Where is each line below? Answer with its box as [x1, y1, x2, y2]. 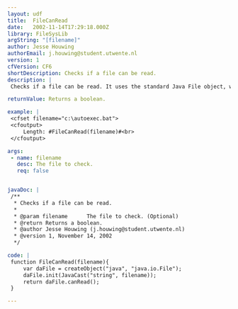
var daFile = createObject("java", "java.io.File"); [23, 265, 182, 272]
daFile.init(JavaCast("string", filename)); [23, 271, 157, 279]
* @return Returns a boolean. [13, 219, 103, 227]
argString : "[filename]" [7, 37, 81, 44]
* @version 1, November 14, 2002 [13, 232, 113, 240]
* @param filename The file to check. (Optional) [13, 213, 179, 220]
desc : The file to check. [16, 161, 93, 168]
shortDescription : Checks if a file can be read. [7, 69, 157, 77]
